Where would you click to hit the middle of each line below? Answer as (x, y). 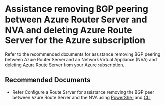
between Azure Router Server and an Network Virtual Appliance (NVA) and (81, 59)
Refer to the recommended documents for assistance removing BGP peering (83, 54)
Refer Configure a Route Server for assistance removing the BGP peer (83, 92)
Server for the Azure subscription (75, 41)
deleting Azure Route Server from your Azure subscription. (65, 65)
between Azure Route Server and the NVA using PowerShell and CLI (82, 97)
